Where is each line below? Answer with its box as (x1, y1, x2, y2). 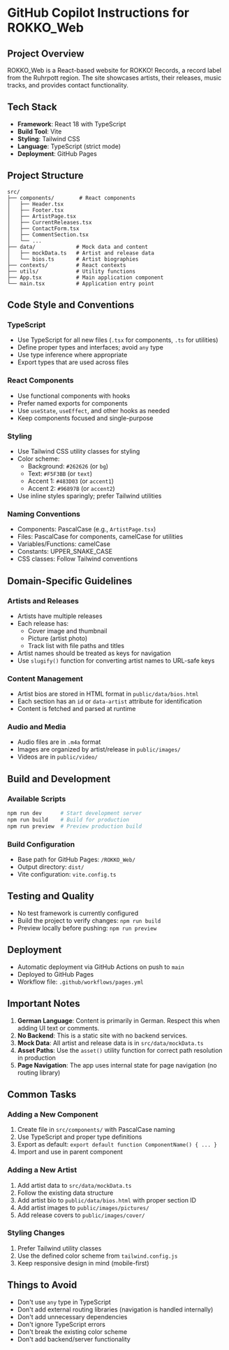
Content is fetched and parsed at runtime (17, 705, 136, 713)
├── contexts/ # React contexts (7, 261, 127, 268)
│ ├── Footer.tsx (7, 206, 64, 214)
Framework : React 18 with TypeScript (17, 120, 126, 128)
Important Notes (7, 998, 80, 1010)
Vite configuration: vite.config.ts (17, 870, 117, 879)
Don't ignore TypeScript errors (17, 1320, 106, 1328)
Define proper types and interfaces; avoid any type (17, 343, 164, 352)
